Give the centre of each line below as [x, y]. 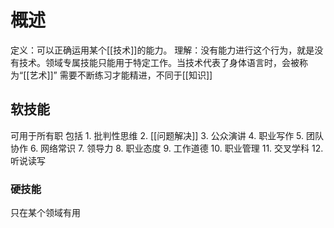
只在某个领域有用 [45, 213]
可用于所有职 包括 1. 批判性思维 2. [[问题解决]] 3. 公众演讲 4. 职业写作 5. [157, 135]
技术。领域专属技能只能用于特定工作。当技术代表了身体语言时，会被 [159, 62]
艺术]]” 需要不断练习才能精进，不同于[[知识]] [121, 75]
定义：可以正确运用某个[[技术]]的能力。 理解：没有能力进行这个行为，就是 [162, 50]
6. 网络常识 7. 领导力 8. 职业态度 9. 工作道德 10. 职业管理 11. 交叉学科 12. [176, 148]
